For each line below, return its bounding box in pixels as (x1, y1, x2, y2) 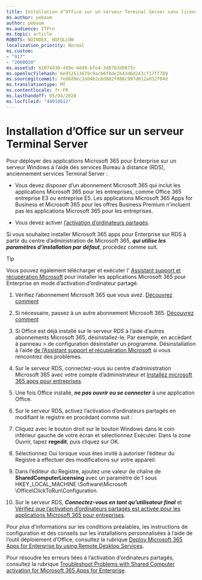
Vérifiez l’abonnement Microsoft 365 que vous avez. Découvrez (14, 291, 173, 298)
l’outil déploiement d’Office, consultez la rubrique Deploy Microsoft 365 (6, 535, 183, 543)
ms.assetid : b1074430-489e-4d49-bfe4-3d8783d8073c (6, 64, 136, 71)
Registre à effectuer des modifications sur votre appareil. (14, 456, 156, 463)
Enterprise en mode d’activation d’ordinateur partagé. (6, 279, 139, 287)
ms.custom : (6, 48, 34, 54)
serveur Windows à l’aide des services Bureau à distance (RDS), (6, 163, 165, 170)
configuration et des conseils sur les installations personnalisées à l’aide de (6, 529, 193, 537)
